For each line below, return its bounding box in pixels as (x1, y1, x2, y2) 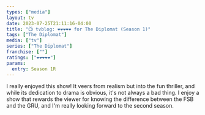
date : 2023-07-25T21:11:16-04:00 (6, 20, 92, 26)
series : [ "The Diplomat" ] (6, 43, 72, 50)
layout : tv (6, 15, 34, 21)
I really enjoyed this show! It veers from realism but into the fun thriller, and (6, 83, 195, 90)
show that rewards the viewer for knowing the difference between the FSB (6, 95, 194, 103)
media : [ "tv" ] (6, 37, 43, 43)
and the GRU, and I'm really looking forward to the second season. (6, 102, 174, 109)
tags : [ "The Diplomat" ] (6, 32, 67, 38)
